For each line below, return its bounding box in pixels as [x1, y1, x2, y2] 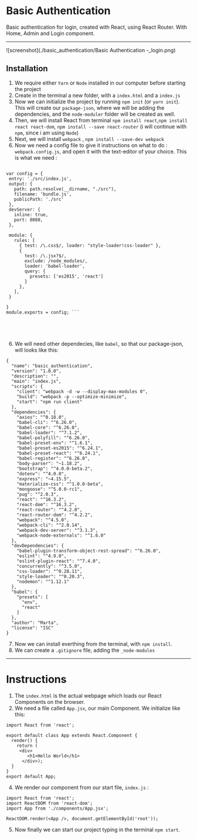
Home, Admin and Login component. [6, 29, 95, 36]
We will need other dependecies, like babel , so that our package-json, [14, 340, 184, 347]
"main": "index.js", [11, 378, 62, 384]
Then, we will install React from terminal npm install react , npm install [14, 116, 188, 124]
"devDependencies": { [11, 543, 64, 548]
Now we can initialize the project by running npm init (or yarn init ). [14, 98, 180, 105]
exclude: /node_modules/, [24, 258, 88, 264]
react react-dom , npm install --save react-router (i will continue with [14, 123, 187, 130]
